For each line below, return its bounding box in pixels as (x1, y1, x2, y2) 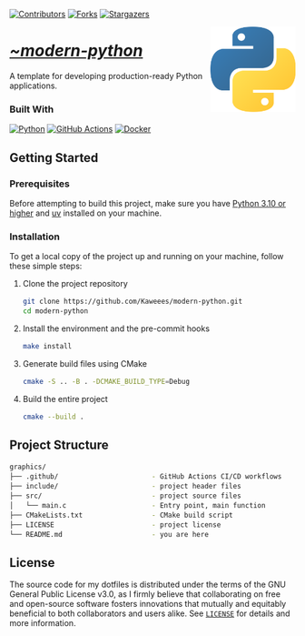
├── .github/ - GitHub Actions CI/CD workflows (9, 472, 282, 481)
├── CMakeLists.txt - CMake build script (9, 510, 233, 520)
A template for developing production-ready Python (9, 70, 203, 81)
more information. (9, 618, 76, 629)
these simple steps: (9, 260, 83, 272)
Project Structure (9, 437, 109, 452)
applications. (9, 80, 57, 91)
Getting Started (9, 150, 99, 166)
